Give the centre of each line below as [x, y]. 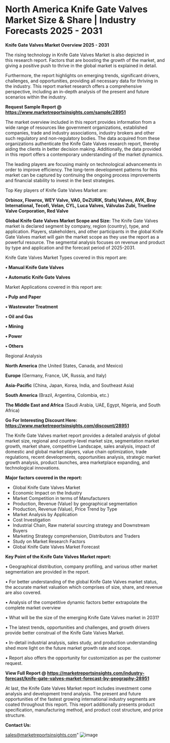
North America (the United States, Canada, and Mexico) [64, 365]
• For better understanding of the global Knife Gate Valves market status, [82, 582]
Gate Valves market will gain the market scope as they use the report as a [82, 237]
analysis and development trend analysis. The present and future [73, 693]
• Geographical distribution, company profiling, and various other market [81, 566]
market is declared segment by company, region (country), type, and [77, 226]
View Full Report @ [26, 673]
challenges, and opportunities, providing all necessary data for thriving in [82, 81]
